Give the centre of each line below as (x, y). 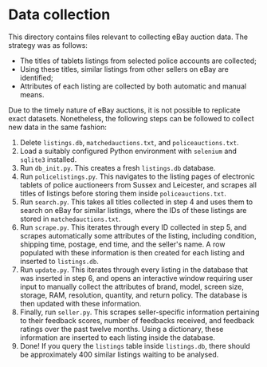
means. (32, 94)
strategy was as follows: (48, 45)
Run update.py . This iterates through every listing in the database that (134, 270)
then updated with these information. (80, 303)
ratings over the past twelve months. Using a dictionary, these (122, 329)
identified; (36, 77)
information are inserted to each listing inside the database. (117, 337)
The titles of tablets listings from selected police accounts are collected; (138, 61)
